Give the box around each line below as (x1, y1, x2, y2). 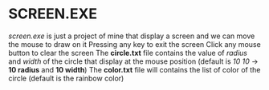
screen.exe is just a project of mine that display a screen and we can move (8, 31, 255, 41)
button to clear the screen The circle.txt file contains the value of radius (8, 48, 247, 57)
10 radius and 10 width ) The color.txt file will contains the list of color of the (8, 65, 261, 74)
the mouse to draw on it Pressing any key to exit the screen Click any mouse (8, 39, 261, 49)
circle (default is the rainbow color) (8, 73, 124, 83)
